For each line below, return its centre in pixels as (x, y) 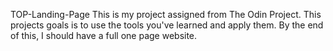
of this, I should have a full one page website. (104, 35)
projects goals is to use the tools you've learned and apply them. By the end (167, 25)
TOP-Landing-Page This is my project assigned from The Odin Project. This (166, 14)
